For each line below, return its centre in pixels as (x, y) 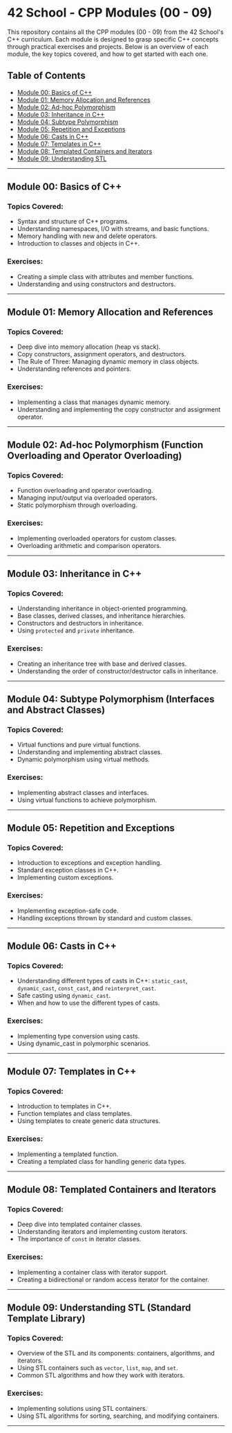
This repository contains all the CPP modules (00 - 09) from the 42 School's (116, 32)
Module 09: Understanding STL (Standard (99, 1308)
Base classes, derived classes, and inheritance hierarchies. (101, 616)
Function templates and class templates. (75, 1114)
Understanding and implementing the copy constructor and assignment (119, 409)
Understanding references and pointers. (74, 369)
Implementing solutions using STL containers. (82, 1408)
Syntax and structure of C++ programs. (73, 221)
